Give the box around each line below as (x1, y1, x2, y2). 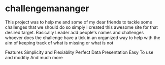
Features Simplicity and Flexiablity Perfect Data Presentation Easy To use (5, 49, 154, 55)
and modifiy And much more (5, 54, 63, 60)
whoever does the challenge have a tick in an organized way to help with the (5, 35, 161, 41)
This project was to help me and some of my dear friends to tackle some (5, 19, 153, 25)
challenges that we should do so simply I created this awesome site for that (5, 24, 158, 30)
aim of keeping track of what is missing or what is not (5, 40, 114, 45)
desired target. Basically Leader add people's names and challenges (5, 29, 144, 35)
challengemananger (5, 3, 90, 14)
